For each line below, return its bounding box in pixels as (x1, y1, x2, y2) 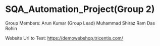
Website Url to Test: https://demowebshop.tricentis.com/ (5, 35, 124, 41)
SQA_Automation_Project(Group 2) (5, 3, 155, 15)
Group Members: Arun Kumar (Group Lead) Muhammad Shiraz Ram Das (5, 20, 155, 26)
